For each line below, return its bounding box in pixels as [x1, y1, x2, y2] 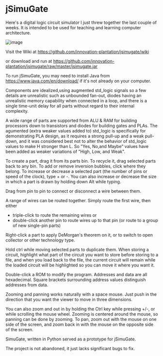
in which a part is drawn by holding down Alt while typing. [5, 179, 121, 185]
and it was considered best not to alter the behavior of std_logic [19, 138, 147, 144]
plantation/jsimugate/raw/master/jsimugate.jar [5, 63, 98, 69]
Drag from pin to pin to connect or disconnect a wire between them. [5, 188, 142, 194]
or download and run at [5, 58, 52, 64]
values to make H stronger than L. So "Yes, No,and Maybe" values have [5, 143, 149, 149]
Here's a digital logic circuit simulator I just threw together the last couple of [5, 19, 157, 25]
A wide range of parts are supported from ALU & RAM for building [5, 117, 137, 123]
